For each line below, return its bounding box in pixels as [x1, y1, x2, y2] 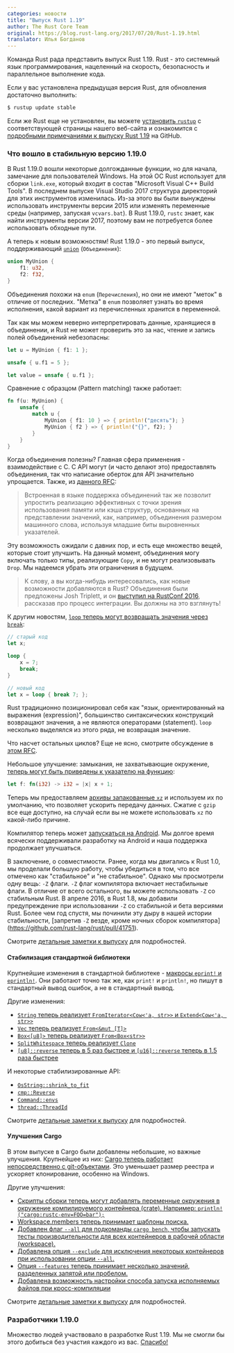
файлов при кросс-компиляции [17, 1283, 111, 1292]
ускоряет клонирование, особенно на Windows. [7, 1169, 150, 1178]
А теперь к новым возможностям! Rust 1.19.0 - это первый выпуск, [7, 237, 205, 245]
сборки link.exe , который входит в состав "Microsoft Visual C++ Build [7, 179, 214, 188]
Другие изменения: [7, 997, 66, 1005]
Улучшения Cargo [7, 1132, 62, 1140]
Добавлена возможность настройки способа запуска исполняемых [17, 1277, 220, 1285]
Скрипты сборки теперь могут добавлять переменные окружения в [17, 1197, 220, 1205]
